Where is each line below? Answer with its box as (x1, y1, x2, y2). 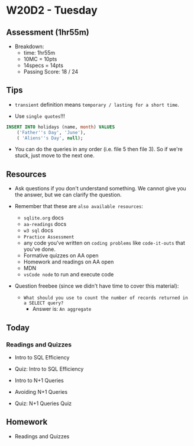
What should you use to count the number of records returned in (23, 295, 188, 301)
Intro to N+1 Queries (14, 377, 64, 384)
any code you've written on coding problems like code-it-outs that (23, 240, 185, 247)
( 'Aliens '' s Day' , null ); (17, 135, 83, 141)
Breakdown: (14, 43, 44, 50)
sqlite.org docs (23, 214, 64, 221)
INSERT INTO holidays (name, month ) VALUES (6, 124, 115, 130)
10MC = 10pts (23, 56, 57, 62)
